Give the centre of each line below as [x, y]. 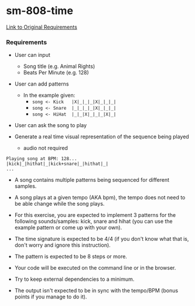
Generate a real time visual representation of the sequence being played [102, 137]
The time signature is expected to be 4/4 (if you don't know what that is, [102, 239]
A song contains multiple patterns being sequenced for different [92, 180]
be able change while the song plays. [59, 204]
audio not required [46, 148]
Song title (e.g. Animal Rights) [59, 66]
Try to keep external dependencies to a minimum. [74, 279]
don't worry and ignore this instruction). [63, 245]
